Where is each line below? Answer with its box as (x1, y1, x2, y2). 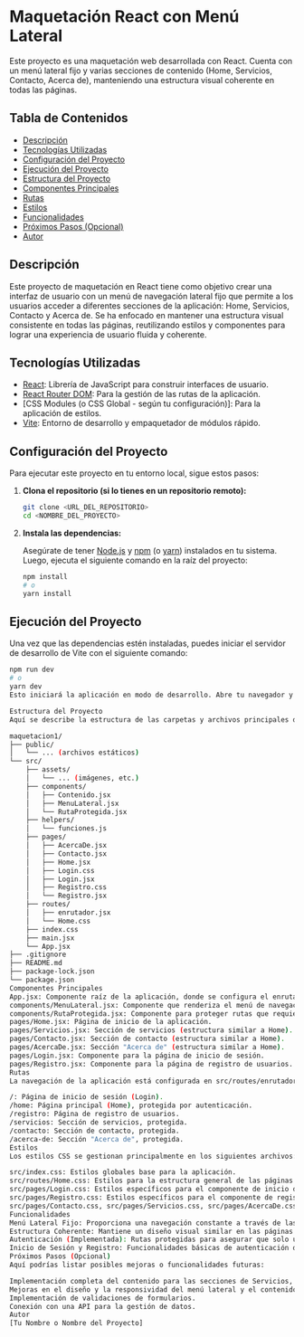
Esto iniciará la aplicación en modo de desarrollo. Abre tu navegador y (9, 690, 294, 699)
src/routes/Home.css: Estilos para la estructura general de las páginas (9, 1176, 294, 1186)
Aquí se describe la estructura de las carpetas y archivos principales (9, 715, 290, 725)
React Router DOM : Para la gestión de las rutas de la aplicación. (22, 389, 261, 400)
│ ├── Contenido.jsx (25, 790, 111, 800)
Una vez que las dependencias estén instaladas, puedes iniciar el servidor (9, 638, 287, 649)
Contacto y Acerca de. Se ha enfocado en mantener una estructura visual (9, 309, 284, 320)
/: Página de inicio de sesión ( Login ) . (9, 1093, 165, 1102)
